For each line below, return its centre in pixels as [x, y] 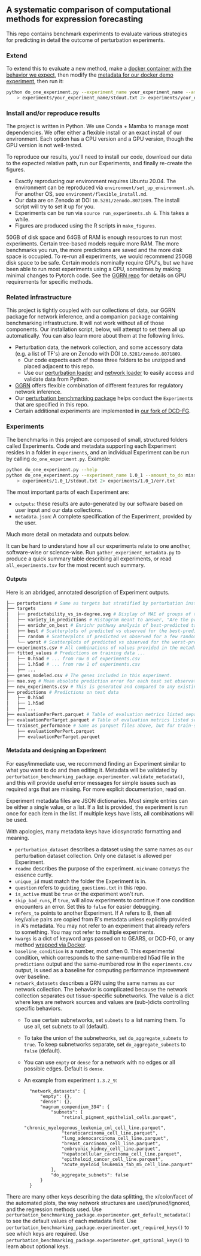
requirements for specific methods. [50, 282]
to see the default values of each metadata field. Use [71, 1221]
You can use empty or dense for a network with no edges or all [99, 1062]
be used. [17, 820]
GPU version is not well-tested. [44, 145]
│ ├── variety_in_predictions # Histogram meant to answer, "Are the [97, 620]
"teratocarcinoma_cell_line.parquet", [110, 1133]
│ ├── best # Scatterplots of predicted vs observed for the [87, 631]
